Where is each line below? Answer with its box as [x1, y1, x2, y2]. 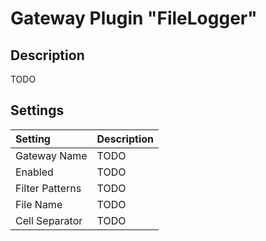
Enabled [15, 165, 54, 179]
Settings [10, 102, 65, 119]
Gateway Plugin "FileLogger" [10, 7, 258, 30]
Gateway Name [15, 148, 88, 162]
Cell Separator [15, 213, 83, 227]
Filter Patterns [15, 181, 82, 195]
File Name [15, 197, 63, 211]
